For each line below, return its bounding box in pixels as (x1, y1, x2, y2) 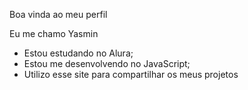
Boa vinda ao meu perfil (9, 9, 108, 20)
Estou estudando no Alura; (23, 47, 134, 59)
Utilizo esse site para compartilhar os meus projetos (23, 69, 239, 80)
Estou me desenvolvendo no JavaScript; (23, 58, 191, 69)
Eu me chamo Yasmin (9, 28, 99, 39)
